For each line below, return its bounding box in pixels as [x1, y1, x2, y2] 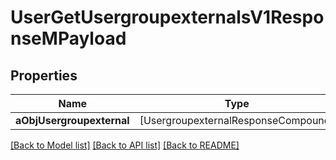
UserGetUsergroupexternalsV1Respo [10, 6, 325, 29]
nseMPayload [10, 27, 127, 50]
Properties [10, 67, 78, 84]
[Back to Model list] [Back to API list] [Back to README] [10, 139, 240, 151]
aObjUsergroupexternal [15, 114, 130, 127]
